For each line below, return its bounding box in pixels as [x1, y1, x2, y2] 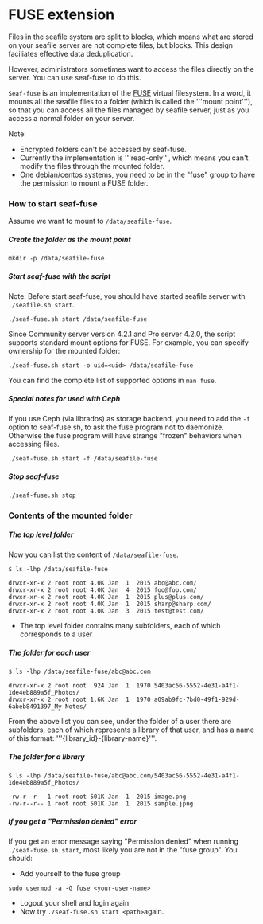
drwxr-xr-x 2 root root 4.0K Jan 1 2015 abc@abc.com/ [8, 579, 197, 587]
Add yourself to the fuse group [19, 868, 121, 878]
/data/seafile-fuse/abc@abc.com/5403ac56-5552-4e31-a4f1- [43, 771, 240, 780]
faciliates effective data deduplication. [8, 49, 133, 58]
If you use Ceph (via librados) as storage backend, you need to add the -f [8, 414, 250, 424]
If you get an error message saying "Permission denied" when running [8, 836, 239, 846]
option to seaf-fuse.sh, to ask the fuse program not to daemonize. [8, 422, 224, 432]
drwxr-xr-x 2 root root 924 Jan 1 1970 [8, 681, 151, 690]
